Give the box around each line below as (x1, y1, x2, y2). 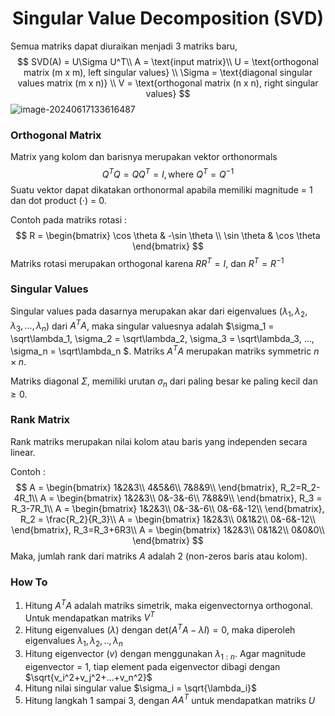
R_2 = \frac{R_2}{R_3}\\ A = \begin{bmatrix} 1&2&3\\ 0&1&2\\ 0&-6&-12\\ (19, 513, 317, 525)
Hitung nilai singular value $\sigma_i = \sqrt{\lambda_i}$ (24, 682, 258, 694)
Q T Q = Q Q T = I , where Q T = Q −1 (101, 167, 235, 180)
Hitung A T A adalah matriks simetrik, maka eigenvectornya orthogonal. (24, 598, 313, 611)
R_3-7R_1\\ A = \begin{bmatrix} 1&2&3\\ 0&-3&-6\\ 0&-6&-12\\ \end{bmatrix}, (11, 502, 325, 514)
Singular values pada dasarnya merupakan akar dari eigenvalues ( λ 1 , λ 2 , (10, 305, 308, 319)
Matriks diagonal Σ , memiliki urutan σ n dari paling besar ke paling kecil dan (10, 375, 318, 389)
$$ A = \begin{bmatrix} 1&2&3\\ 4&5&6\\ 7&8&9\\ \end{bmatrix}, (15, 481, 279, 493)
